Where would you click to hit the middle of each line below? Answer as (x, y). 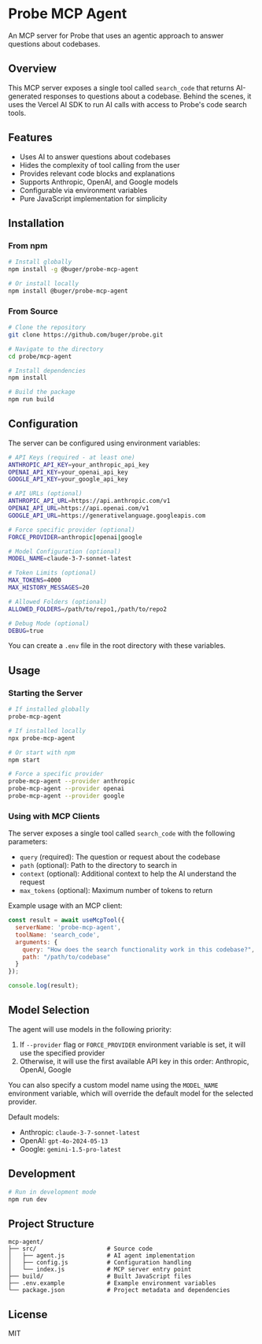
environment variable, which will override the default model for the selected (131, 1093)
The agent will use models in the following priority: (90, 1029)
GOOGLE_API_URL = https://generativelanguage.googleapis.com (107, 516)
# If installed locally (47, 731)
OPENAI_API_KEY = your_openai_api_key (68, 472)
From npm (28, 245)
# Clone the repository (47, 328)
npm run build (31, 400)
